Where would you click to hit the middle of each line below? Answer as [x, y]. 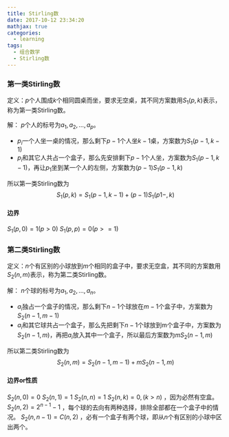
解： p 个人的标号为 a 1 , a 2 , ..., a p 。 [53, 125]
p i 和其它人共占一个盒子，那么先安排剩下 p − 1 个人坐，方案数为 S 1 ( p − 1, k [118, 158]
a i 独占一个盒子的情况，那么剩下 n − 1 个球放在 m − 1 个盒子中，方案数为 [115, 307]
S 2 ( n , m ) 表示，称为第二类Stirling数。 [59, 275]
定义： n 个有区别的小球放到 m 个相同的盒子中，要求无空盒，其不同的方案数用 [114, 266]
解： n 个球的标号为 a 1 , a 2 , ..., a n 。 [53, 291]
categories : [24, 33]
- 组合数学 [27, 52]
